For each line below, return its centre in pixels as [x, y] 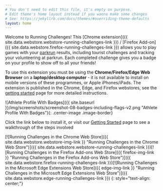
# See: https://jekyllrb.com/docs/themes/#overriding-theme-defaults [77, 19]
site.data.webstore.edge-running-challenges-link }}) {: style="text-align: [78, 178]
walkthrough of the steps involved [39, 128]
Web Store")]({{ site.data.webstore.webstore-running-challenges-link [75, 147]
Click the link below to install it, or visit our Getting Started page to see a [78, 122]
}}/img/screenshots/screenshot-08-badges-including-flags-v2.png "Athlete [81, 108]
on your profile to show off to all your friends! [51, 63]
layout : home [18, 23]
